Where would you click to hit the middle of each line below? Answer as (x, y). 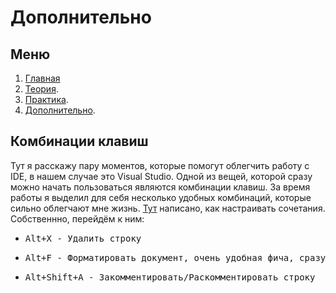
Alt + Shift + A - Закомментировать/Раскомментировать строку (170, 277)
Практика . (46, 99)
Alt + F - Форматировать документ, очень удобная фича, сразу (175, 257)
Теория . (41, 89)
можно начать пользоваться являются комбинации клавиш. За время (160, 187)
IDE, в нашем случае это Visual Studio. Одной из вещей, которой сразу (161, 176)
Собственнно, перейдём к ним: (77, 218)
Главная (42, 78)
